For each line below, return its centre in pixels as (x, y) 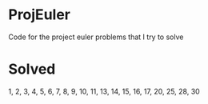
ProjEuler (39, 15)
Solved (32, 69)
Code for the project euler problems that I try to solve (96, 37)
